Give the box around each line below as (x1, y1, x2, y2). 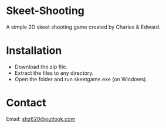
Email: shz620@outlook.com (6, 115, 76, 122)
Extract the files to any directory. (14, 69, 94, 77)
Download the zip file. (14, 63, 67, 70)
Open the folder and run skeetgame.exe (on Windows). (14, 75, 148, 82)
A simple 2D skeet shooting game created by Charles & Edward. (6, 23, 161, 30)
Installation (6, 44, 62, 57)
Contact (6, 96, 46, 109)
